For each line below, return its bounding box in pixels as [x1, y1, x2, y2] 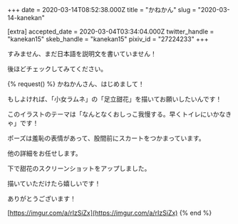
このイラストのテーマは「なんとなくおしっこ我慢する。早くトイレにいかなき [7, 110, 232, 118]
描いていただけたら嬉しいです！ [7, 179, 101, 188]
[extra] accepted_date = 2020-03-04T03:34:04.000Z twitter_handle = [7, 27, 214, 36]
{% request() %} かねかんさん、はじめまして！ [7, 80, 145, 88]
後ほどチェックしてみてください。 [7, 65, 108, 73]
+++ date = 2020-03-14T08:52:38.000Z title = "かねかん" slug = [7, 6, 197, 14]
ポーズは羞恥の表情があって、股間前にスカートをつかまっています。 [7, 134, 205, 142]
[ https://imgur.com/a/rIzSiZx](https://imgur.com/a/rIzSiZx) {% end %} [7, 208, 212, 217]
